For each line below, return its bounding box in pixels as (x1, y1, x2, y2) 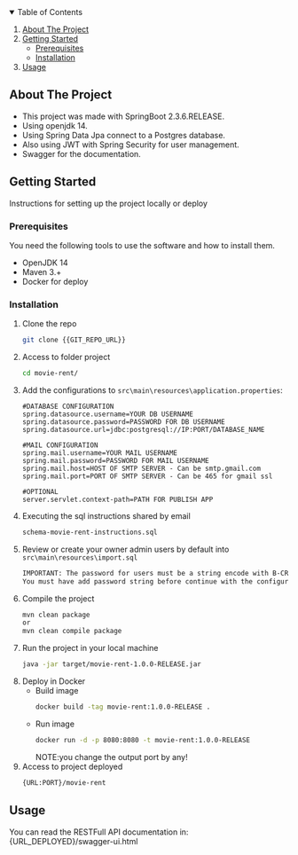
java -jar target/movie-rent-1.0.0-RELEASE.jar (21, 660, 201, 669)
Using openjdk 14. (21, 120, 89, 130)
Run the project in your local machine (21, 643, 159, 654)
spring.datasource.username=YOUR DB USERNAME (21, 410, 193, 419)
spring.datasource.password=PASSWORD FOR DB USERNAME (21, 417, 225, 427)
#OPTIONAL (21, 487, 59, 496)
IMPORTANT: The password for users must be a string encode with (21, 569, 269, 577)
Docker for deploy (21, 276, 89, 286)
